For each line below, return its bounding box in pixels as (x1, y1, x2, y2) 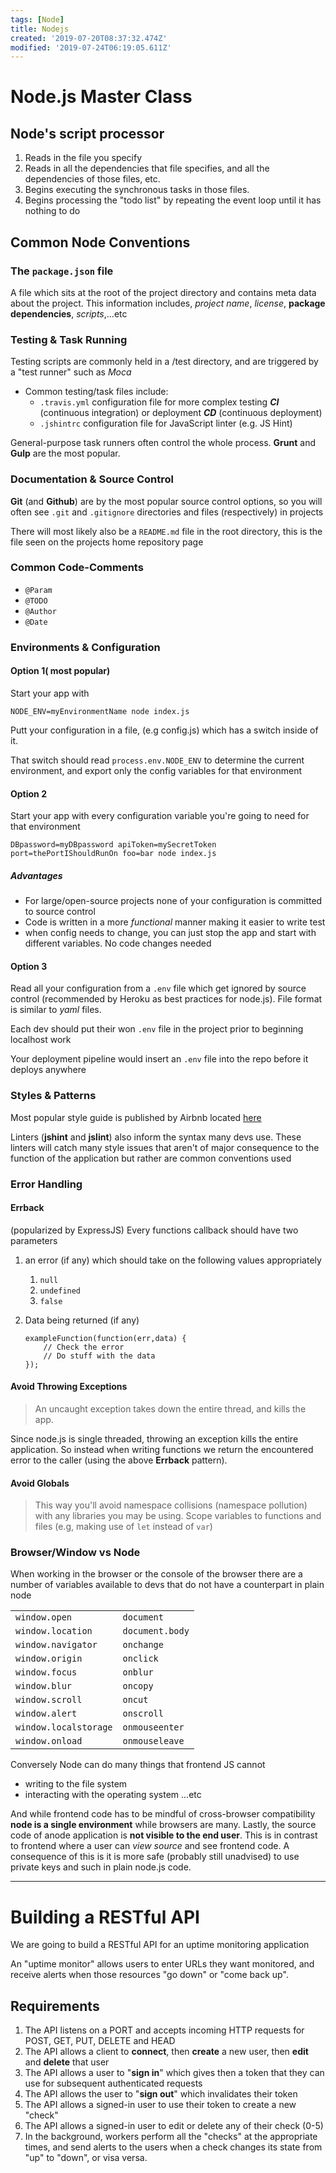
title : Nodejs (10, 24, 70, 34)
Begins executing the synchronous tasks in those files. (24, 184, 250, 196)
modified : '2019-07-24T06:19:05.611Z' (10, 42, 172, 53)
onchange (122, 1639, 164, 1651)
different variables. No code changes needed (24, 937, 212, 950)
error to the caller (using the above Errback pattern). (10, 1454, 228, 1466)
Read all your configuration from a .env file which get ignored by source (10, 982, 307, 995)
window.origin (15, 1653, 83, 1665)
